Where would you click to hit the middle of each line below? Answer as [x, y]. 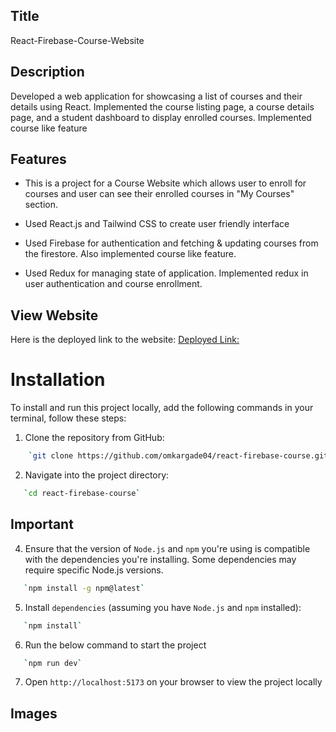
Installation [58, 380]
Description [47, 72]
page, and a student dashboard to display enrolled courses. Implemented [161, 117]
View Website [54, 315]
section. [41, 205]
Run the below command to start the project [115, 645]
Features [38, 159]
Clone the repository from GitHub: [94, 438]
